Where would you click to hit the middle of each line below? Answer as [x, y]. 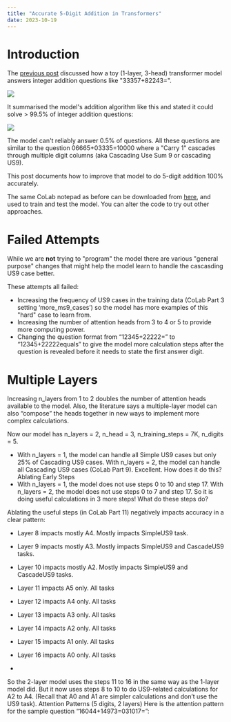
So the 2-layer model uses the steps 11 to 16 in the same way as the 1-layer [113, 682]
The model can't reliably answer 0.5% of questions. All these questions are [114, 141]
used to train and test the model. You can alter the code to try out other [108, 204]
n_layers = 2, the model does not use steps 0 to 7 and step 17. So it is [115, 492]
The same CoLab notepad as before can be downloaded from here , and [109, 197]
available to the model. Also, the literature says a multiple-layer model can [112, 406]
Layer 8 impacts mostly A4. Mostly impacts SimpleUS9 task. [102, 533]
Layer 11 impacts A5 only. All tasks [66, 588]
